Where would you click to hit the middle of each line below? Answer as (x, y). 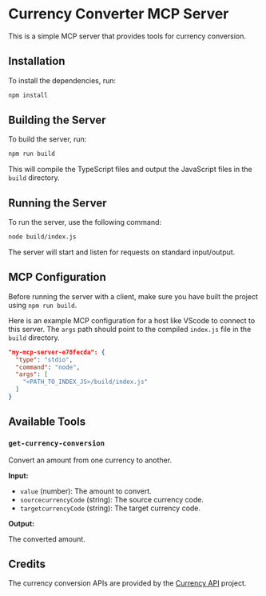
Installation (37, 61)
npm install (28, 95)
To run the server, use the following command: (85, 222)
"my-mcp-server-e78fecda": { (57, 352)
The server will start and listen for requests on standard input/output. (122, 252)
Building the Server (57, 120)
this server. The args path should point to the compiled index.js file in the (130, 329)
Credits (27, 564)
